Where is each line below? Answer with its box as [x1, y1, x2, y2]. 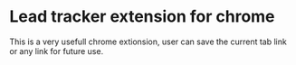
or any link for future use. [9, 45, 104, 56]
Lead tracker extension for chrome [9, 6, 275, 27]
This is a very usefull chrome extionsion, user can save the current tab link [9, 36, 287, 47]
